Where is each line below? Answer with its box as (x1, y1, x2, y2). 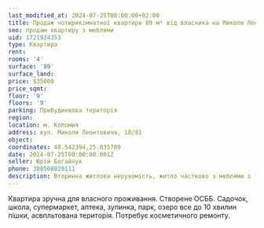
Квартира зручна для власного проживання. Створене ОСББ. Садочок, (8, 193, 249, 203)
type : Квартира (8, 41, 58, 49)
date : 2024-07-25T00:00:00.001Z (8, 150, 114, 158)
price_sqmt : (8, 84, 47, 93)
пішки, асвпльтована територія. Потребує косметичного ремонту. (8, 210, 230, 220)
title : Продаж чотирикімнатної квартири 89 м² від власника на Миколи (8, 19, 244, 27)
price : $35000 (8, 77, 55, 85)
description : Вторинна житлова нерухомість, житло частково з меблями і (8, 172, 251, 181)
